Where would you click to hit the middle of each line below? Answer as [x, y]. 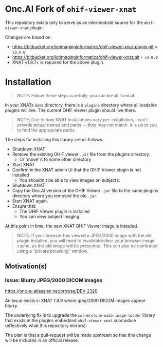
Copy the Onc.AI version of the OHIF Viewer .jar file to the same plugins [85, 190]
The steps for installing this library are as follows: [54, 139]
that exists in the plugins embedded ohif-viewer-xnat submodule [71, 320]
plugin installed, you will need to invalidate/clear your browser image [86, 240]
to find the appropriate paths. [46, 130]
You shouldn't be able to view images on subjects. [70, 180]
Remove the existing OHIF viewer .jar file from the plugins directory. [81, 154]
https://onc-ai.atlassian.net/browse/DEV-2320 [51, 291]
